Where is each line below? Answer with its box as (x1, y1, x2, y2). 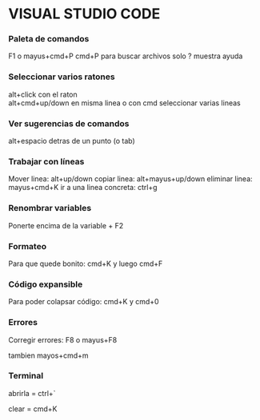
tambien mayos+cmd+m (8, 351, 90, 360)
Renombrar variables (8, 203, 92, 214)
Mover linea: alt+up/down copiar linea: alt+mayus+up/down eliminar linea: (8, 174, 254, 184)
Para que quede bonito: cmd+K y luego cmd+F (8, 259, 163, 268)
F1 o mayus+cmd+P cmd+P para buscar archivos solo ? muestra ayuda (8, 51, 243, 61)
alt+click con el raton (8, 89, 78, 99)
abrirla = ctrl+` (8, 388, 56, 398)
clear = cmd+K (8, 404, 58, 414)
